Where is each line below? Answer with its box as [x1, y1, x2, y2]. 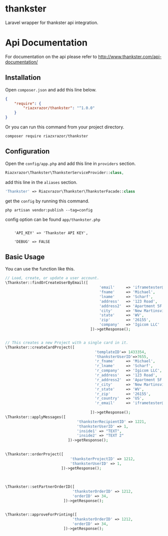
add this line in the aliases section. [5, 179, 77, 185]
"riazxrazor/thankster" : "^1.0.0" [23, 105, 95, 110]
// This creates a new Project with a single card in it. [5, 340, 128, 345]
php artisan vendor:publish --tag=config [5, 207, 93, 212]
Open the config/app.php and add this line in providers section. [5, 160, 136, 166]
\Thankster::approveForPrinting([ [5, 512, 77, 517]
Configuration [5, 147, 50, 155]
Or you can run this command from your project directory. [5, 124, 124, 130]
